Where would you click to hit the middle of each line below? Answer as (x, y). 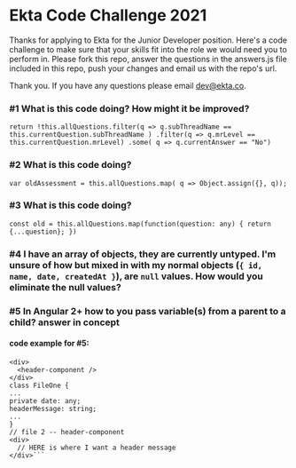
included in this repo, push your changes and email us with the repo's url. (143, 68)
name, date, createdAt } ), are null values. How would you (136, 276)
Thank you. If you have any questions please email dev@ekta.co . (128, 85)
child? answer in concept (64, 322)
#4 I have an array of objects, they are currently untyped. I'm (143, 254)
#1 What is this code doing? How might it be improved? (129, 108)
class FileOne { (39, 385)
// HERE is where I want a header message (97, 448)
